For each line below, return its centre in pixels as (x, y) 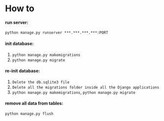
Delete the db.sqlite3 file (41, 82)
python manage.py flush (29, 114)
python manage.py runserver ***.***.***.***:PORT (57, 33)
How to (20, 9)
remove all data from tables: (34, 103)
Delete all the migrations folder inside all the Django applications (86, 87)
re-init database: (23, 71)
